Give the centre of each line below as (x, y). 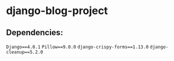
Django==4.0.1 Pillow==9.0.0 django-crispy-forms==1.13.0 (77, 47)
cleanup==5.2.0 (25, 52)
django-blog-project (57, 11)
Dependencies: (35, 33)
